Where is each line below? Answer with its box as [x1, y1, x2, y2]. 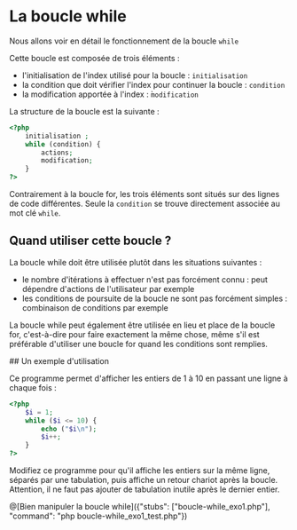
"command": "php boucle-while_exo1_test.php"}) [9, 510, 188, 521]
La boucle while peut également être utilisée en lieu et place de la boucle [9, 320, 276, 330]
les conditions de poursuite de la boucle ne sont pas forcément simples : [21, 293, 288, 304]
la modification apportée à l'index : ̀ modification [21, 89, 199, 99]
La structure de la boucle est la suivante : [9, 106, 160, 116]
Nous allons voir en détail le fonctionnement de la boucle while [9, 36, 239, 46]
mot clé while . [9, 208, 61, 218]
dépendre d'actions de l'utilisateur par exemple [21, 283, 195, 294]
